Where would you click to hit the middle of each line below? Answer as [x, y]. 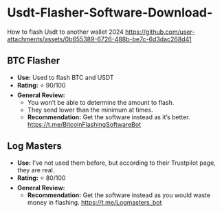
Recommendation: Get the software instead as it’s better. [109, 117]
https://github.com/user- [160, 32]
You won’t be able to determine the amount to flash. [101, 102]
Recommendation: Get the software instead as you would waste [119, 195]
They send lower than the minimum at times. [90, 110]
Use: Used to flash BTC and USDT [66, 77]
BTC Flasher [34, 61]
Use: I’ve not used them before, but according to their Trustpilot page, [116, 163]
